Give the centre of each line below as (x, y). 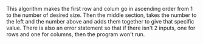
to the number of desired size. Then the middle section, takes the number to (101, 15)
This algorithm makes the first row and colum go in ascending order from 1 (100, 9)
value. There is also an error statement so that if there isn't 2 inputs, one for (101, 28)
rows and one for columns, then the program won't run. (76, 34)
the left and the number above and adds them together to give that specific (100, 21)
